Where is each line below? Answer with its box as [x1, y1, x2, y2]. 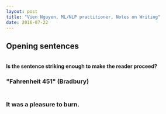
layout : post [6, 8, 38, 15]
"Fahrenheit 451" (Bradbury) [6, 77, 89, 85]
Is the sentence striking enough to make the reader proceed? [6, 63, 158, 70]
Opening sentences [6, 41, 79, 51]
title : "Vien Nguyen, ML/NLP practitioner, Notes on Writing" [6, 14, 161, 20]
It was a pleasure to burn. [6, 101, 80, 109]
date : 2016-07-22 [6, 19, 49, 25]
